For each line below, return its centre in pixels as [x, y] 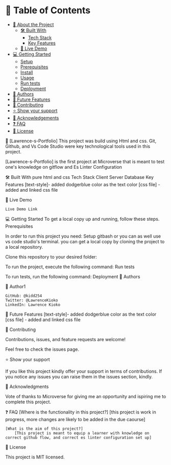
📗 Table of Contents [48, 10]
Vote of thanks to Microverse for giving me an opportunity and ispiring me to [86, 396]
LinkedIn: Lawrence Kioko [33, 305]
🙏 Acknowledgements [36, 118]
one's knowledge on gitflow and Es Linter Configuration [64, 167]
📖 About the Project [33, 24]
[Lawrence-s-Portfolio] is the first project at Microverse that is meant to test [85, 161]
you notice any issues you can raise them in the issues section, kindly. [79, 376]
